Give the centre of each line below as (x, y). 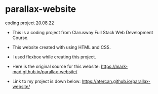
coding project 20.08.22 (30, 23)
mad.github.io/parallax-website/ (45, 71)
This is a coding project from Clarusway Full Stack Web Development (82, 32)
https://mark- (114, 66)
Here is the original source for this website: (56, 66)
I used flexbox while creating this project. (54, 57)
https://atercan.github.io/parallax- (116, 81)
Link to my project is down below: (46, 81)
